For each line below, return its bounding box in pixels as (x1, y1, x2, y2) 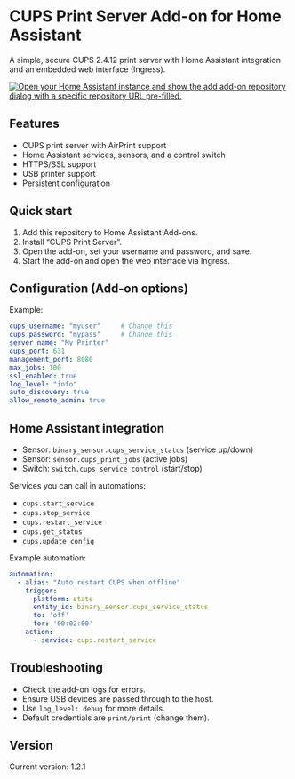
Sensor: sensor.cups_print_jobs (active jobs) (21, 453, 188, 464)
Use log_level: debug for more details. (21, 703, 165, 713)
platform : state (32, 594, 93, 603)
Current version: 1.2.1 (9, 761, 86, 772)
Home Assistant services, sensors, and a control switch (21, 149, 226, 160)
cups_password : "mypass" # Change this (9, 330, 173, 339)
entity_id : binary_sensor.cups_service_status (32, 602, 209, 612)
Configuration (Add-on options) (9, 281, 189, 296)
